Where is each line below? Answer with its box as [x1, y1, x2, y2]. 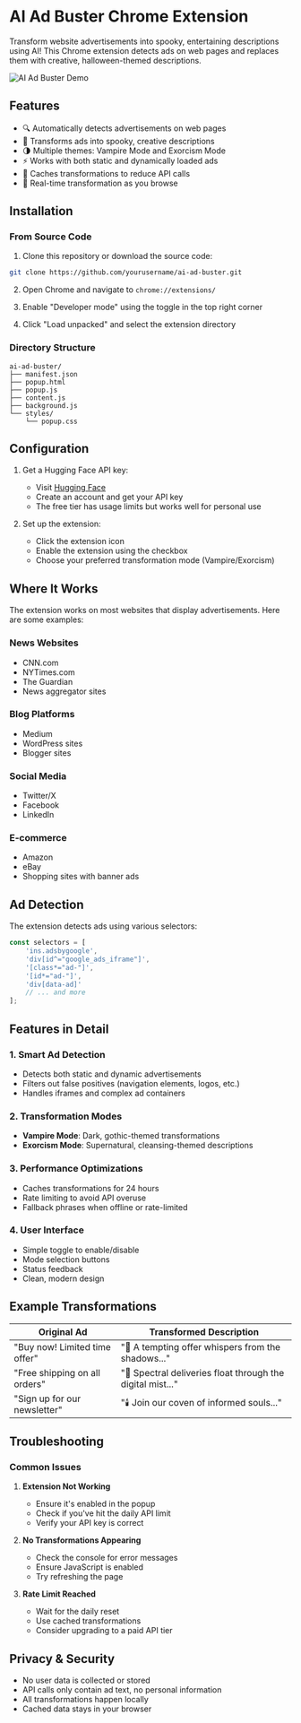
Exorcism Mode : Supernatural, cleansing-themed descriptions [21, 1140, 254, 1151]
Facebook [21, 800, 60, 810]
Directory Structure [9, 342, 96, 354]
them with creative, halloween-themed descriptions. [9, 55, 202, 65]
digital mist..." [120, 1378, 178, 1390]
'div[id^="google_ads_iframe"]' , [25, 955, 150, 964]
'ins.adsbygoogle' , [25, 947, 99, 956]
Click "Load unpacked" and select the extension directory [21, 319, 236, 330]
